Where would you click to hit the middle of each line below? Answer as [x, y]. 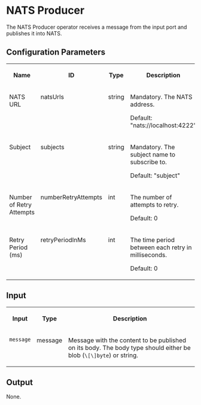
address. [142, 104]
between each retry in [161, 247]
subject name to [153, 155]
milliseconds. [149, 255]
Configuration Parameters [56, 52]
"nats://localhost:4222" [163, 125]
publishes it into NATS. [34, 33]
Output [19, 382]
